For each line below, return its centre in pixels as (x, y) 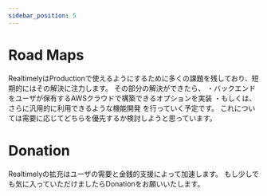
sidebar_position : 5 (43, 16)
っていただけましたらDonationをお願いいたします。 (120, 183)
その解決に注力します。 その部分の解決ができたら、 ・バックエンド (146, 88)
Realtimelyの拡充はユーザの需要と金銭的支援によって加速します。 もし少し (130, 174)
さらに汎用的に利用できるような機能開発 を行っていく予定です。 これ (122, 108)
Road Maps (46, 55)
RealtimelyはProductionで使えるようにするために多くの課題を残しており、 (130, 78)
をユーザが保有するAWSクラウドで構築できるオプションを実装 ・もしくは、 (132, 98)
